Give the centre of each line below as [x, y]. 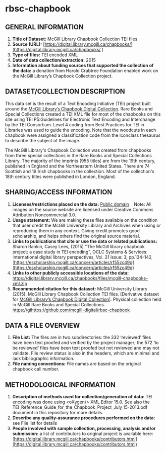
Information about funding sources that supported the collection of [83, 65]
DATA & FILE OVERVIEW [43, 325]
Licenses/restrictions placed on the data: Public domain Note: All [82, 204]
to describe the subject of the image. [43, 140]
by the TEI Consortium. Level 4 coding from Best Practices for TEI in [75, 124]
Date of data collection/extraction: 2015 [54, 60]
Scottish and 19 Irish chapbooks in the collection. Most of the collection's [80, 171]
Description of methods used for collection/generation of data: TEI [82, 397]
